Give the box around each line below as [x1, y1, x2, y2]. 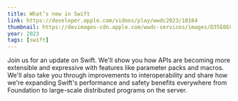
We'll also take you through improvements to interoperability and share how [7, 71, 228, 80]
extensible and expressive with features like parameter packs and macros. [7, 64, 225, 72]
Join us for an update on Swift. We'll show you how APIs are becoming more [7, 56, 230, 64]
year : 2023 [7, 30, 40, 37]
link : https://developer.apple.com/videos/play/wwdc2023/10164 [7, 17, 198, 24]
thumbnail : [7, 23, 40, 30]
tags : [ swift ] [7, 37, 50, 44]
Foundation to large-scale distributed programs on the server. [7, 86, 188, 95]
